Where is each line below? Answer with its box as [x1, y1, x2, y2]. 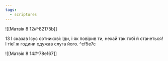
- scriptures [10, 12, 37, 17]
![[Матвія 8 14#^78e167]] [5, 50, 57, 56]
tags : [5, 7, 17, 12]
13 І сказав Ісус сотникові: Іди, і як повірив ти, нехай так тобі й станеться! [5, 35, 163, 41]
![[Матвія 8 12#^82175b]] [5, 25, 57, 31]
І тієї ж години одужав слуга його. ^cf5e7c [5, 40, 96, 46]
